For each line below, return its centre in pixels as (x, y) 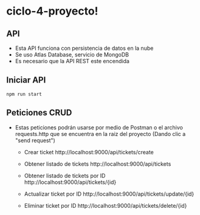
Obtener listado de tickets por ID (65, 176)
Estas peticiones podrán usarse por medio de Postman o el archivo (99, 127)
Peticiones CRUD (39, 113)
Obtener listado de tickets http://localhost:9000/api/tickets (98, 164)
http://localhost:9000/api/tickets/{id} (70, 182)
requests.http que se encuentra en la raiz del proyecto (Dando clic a (100, 134)
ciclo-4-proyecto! (52, 11)
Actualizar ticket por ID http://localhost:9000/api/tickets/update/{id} (109, 194)
